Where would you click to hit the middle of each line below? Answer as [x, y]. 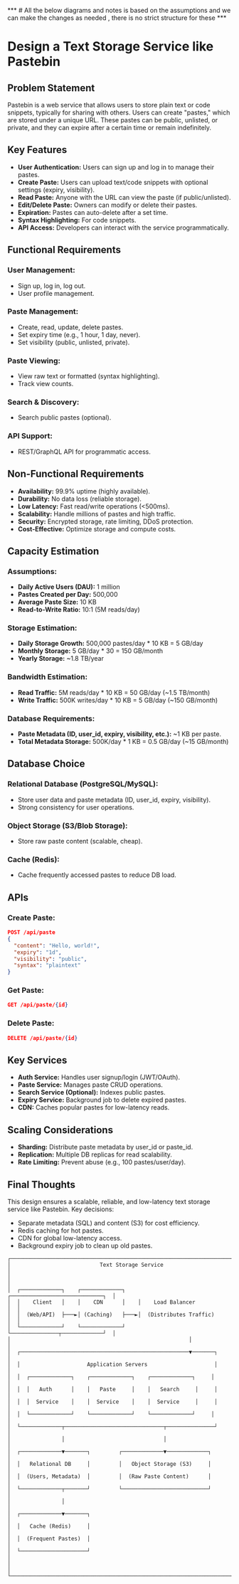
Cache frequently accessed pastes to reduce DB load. [97, 875]
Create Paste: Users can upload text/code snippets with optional [113, 182]
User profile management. [56, 293]
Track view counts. [46, 384]
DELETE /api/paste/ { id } [43, 1038]
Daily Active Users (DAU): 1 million [69, 587]
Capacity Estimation [53, 551]
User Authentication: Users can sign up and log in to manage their [116, 167]
